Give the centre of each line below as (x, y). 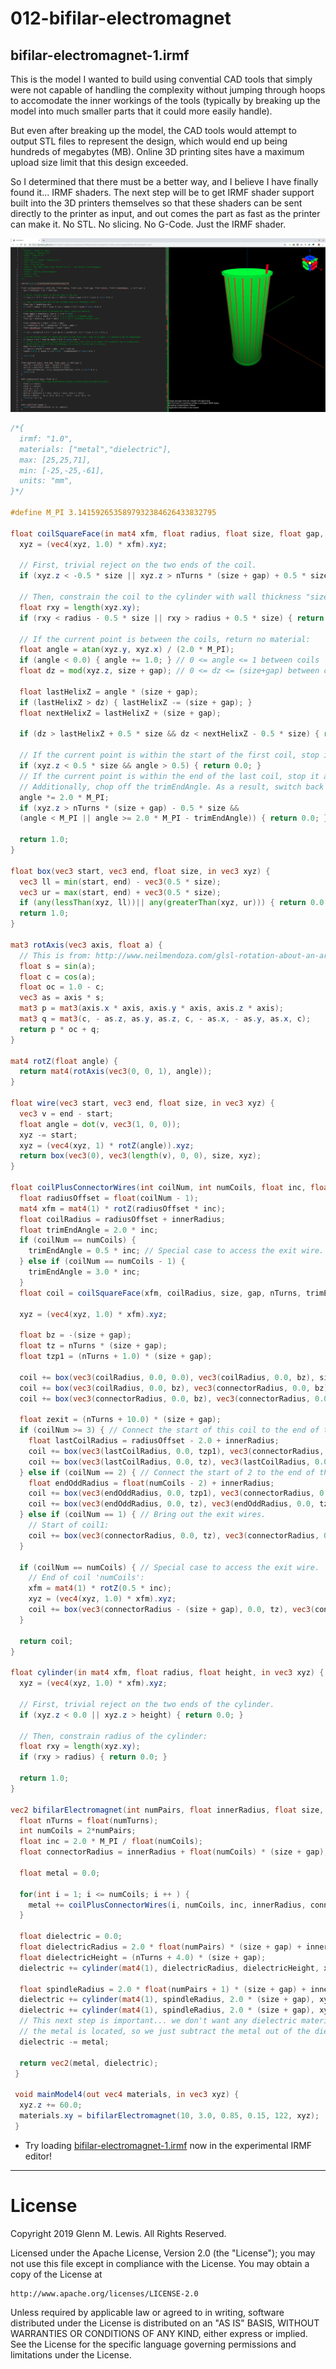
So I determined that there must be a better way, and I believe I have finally (164, 181)
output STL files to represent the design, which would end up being (149, 141)
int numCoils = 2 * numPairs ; (78, 1831)
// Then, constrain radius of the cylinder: (113, 1736)
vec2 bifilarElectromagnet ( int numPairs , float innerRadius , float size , (167, 1810)
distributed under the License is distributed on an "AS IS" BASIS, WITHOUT (165, 2323)
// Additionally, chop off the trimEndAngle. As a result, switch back (172, 787)
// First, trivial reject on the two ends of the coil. (138, 565)
